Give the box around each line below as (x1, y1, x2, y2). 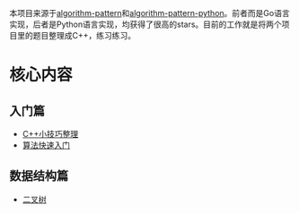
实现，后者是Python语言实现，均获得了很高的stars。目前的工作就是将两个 (9, 19, 283, 30)
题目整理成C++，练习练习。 (32, 30, 136, 40)
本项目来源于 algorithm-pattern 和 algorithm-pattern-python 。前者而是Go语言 (9, 8, 290, 18)
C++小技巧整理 (22, 129, 79, 139)
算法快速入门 (22, 140, 70, 150)
